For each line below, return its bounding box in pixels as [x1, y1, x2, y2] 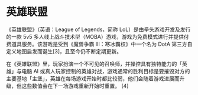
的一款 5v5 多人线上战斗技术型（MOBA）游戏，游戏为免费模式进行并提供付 [6, 33, 189, 40]
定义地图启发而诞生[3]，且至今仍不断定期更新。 [6, 48, 122, 55]
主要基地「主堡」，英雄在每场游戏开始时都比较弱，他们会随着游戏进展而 [6, 74, 180, 82]
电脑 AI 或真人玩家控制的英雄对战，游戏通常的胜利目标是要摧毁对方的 [21, 67, 190, 74]
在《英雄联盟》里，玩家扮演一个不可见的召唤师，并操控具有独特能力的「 [6, 60, 182, 67]
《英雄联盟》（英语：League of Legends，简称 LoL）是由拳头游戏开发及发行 [6, 26, 191, 33]
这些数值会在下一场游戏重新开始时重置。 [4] [21, 82, 129, 89]
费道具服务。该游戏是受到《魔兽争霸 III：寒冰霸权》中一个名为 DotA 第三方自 [6, 40, 193, 48]
